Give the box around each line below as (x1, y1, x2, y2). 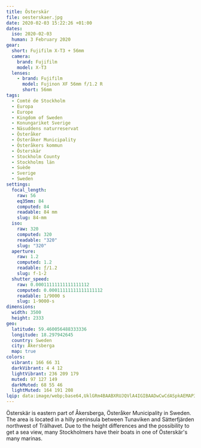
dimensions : (6, 304, 36, 310)
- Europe (11, 109, 33, 115)
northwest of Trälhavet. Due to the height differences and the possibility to (6, 422, 190, 429)
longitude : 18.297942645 (11, 332, 74, 338)
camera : (11, 53, 31, 59)
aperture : (11, 248, 36, 255)
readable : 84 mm (17, 209, 58, 216)
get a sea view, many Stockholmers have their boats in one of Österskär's (6, 429, 188, 435)
